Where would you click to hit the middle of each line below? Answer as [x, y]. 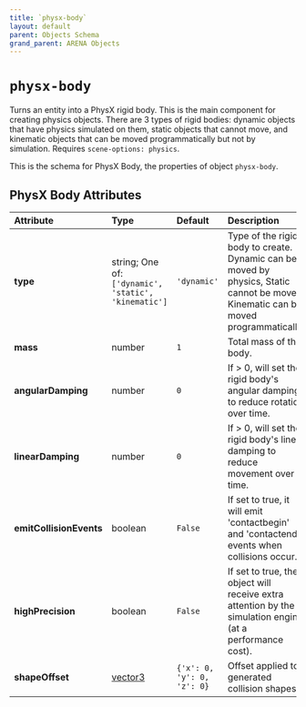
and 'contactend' [264, 534]
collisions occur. [262, 556]
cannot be [249, 293]
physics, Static [259, 281]
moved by [249, 270]
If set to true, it [258, 500]
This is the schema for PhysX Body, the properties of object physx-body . [144, 167]
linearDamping [47, 456]
